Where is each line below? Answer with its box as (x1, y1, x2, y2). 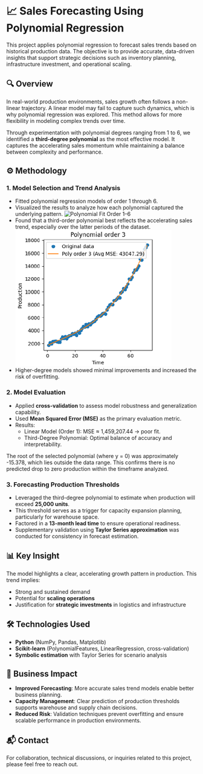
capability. (14, 408, 41, 416)
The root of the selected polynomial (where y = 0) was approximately (6, 452, 179, 459)
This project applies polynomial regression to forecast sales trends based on (6, 41, 197, 48)
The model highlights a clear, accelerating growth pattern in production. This (6, 569, 197, 577)
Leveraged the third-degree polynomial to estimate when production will (14, 494, 195, 502)
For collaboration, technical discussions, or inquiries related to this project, (6, 754, 192, 762)
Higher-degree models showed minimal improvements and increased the (14, 367, 197, 374)
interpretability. (24, 441, 62, 448)
